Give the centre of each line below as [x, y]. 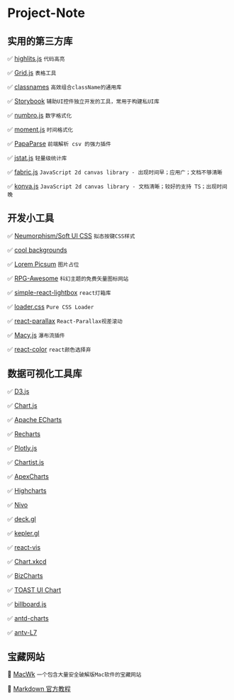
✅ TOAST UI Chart [34, 589]
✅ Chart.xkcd [27, 561]
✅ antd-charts [28, 618]
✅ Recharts [24, 433]
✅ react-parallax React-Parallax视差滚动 [65, 321]
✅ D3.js [18, 391]
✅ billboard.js [27, 604]
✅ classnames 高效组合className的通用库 [65, 87]
